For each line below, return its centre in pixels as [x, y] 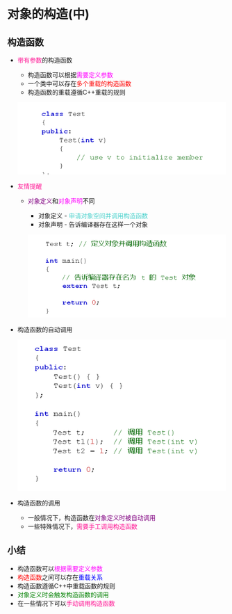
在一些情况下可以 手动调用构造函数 [66, 603]
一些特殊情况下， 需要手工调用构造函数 [82, 526]
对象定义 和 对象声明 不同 [61, 201]
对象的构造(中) [49, 14]
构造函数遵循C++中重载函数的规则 [66, 585]
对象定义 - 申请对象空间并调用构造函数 [93, 216]
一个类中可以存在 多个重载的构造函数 [80, 83]
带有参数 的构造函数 [45, 60]
